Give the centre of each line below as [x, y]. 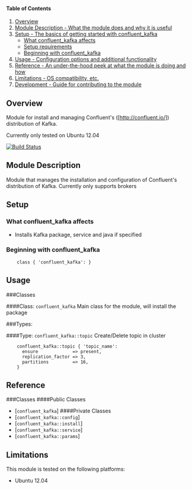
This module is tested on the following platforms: [66, 469]
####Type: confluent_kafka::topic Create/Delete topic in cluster [86, 335]
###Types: [19, 324]
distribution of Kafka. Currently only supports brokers [71, 186]
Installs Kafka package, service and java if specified [78, 234]
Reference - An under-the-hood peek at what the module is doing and [100, 66]
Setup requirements [48, 47]
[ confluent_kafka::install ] [49, 424]
